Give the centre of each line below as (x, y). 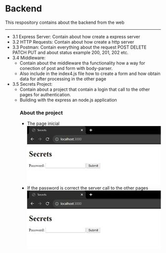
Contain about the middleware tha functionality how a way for (83, 63)
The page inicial (43, 124)
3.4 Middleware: (29, 58)
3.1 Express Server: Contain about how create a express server (76, 36)
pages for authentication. (45, 94)
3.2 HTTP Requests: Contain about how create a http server (73, 42)
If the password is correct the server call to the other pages (87, 188)
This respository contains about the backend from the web (65, 22)
